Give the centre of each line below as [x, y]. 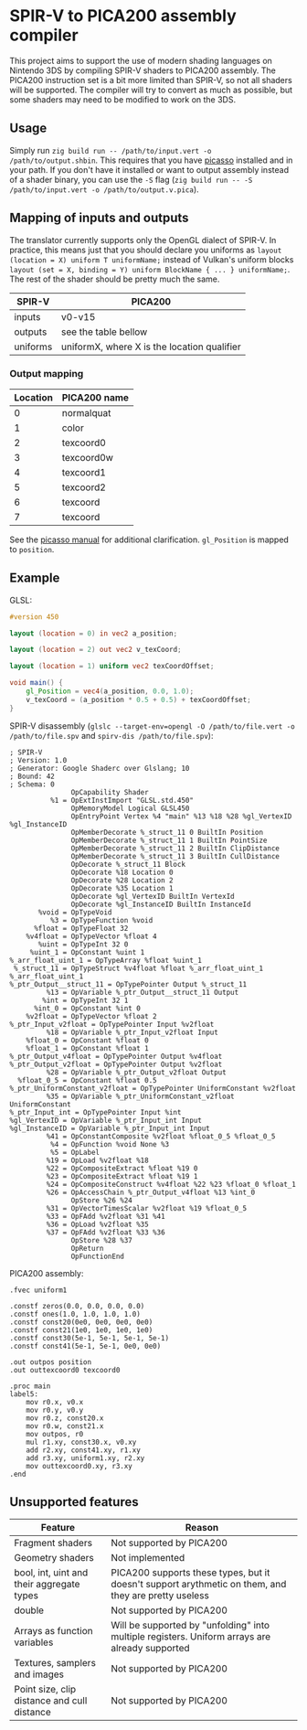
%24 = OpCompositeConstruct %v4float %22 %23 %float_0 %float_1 [171, 1184]
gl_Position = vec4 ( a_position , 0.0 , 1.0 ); [110, 691]
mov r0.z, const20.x [65, 1418]
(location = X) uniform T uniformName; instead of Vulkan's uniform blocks [152, 259]
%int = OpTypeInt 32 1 [85, 1000]
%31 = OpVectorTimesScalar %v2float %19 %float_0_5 [147, 1208]
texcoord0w [88, 457]
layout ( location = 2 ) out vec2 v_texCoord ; [95, 650]
